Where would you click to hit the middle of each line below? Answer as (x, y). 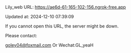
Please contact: (21, 36)
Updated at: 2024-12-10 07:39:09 (40, 16)
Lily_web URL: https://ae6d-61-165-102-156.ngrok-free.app (65, 7)
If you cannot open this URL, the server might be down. (62, 26)
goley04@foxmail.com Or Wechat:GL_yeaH (49, 45)
